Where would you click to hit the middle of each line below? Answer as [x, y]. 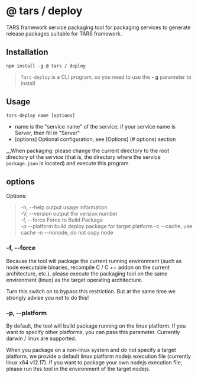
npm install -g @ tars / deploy [46, 66]
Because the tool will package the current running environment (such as [94, 261]
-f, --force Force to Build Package [62, 220]
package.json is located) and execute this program [67, 163]
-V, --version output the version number [69, 214]
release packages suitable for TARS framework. [64, 33]
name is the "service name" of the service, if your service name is [95, 126]
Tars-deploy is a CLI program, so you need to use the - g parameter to [106, 77]
